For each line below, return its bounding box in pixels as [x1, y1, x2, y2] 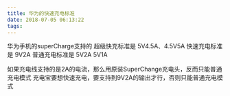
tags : [7, 22, 23, 29]
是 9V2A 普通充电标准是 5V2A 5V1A [7, 50, 108, 59]
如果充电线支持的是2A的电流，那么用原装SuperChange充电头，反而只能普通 [7, 65, 222, 74]
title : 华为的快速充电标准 [7, 10, 76, 17]
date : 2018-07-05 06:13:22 [7, 16, 84, 23]
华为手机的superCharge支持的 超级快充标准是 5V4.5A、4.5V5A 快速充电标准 [7, 42, 223, 50]
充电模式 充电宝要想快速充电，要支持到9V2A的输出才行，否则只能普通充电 [7, 74, 218, 82]
